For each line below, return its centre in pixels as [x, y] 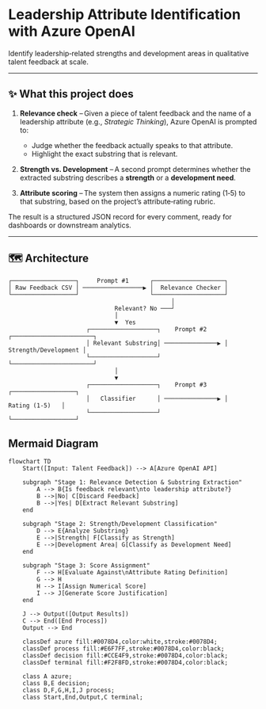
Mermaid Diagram [53, 443]
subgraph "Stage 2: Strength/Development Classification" [120, 524]
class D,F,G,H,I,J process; [68, 691]
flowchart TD [30, 462]
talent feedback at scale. [49, 62]
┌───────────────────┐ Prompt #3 [146, 385]
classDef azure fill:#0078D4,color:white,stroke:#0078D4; [120, 642]
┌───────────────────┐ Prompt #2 [146, 329]
